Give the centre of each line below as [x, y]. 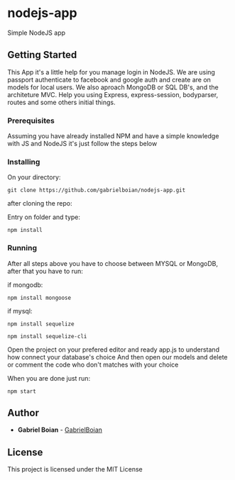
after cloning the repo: [40, 203]
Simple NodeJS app [37, 33]
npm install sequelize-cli [47, 336]
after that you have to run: [45, 271]
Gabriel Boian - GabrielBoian [60, 430]
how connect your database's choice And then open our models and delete [117, 357]
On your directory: [34, 177]
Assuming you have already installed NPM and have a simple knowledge [113, 136]
